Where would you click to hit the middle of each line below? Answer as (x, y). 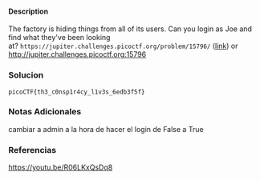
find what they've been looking (59, 38)
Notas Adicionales (45, 112)
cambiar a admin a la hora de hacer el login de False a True (106, 129)
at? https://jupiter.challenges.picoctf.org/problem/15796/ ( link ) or (123, 46)
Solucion (26, 75)
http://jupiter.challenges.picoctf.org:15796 (77, 54)
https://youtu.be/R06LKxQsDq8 (61, 167)
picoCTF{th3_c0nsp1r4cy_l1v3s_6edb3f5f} (77, 92)
